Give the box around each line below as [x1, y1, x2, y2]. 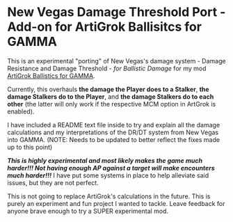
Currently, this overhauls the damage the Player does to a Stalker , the [7, 85, 210, 93]
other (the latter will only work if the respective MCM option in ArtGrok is [7, 100, 216, 108]
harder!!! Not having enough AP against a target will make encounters [7, 164, 216, 172]
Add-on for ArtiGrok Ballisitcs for [7, 19, 202, 35]
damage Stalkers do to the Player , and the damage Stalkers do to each [7, 92, 214, 101]
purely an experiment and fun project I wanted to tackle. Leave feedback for [7, 199, 225, 207]
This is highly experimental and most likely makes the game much [7, 156, 203, 164]
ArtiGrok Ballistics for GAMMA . [7, 71, 95, 80]
